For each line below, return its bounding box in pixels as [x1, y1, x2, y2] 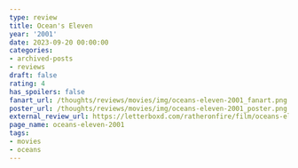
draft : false [9, 71, 58, 80]
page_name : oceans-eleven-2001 [9, 121, 125, 130]
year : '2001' [9, 29, 58, 38]
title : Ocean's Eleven [9, 21, 93, 30]
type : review [9, 12, 58, 22]
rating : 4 [9, 79, 46, 88]
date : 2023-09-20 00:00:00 [9, 37, 109, 47]
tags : [9, 129, 29, 138]
